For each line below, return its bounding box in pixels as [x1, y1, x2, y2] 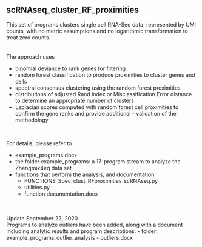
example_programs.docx [15, 151, 78, 159]
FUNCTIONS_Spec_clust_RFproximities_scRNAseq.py [24, 177, 158, 184]
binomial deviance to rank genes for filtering [15, 65, 126, 72]
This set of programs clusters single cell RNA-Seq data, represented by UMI [6, 21, 196, 28]
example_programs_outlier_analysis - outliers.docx [6, 234, 133, 241]
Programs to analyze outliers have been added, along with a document [6, 221, 183, 228]
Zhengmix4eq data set [15, 164, 72, 171]
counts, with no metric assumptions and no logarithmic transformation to [6, 27, 188, 35]
